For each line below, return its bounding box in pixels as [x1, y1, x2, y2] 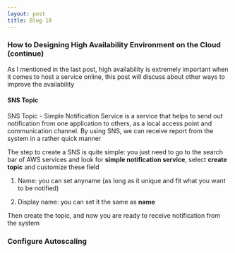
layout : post [7, 10, 46, 18]
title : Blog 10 [7, 17, 52, 24]
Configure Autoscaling [7, 236, 87, 246]
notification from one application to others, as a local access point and [7, 119, 212, 128]
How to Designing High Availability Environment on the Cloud [7, 40, 221, 50]
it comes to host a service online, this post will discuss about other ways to [7, 72, 226, 81]
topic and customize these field [7, 163, 100, 171]
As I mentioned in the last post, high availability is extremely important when [7, 65, 229, 73]
